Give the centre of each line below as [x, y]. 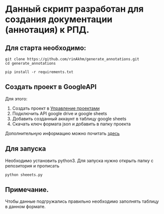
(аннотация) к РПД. [47, 30]
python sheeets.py [24, 175]
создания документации [59, 19]
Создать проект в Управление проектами [56, 108]
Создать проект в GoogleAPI [51, 87]
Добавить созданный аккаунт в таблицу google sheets [69, 119]
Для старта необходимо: [46, 48]
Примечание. [27, 190]
